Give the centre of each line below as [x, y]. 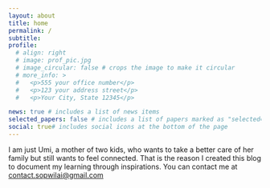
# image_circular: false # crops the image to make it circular [125, 68]
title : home [28, 23]
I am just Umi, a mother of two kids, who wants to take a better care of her [131, 150]
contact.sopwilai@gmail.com [56, 175]
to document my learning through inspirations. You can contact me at [123, 166]
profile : [23, 46]
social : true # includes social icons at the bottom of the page [118, 127]
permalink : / [30, 30]
